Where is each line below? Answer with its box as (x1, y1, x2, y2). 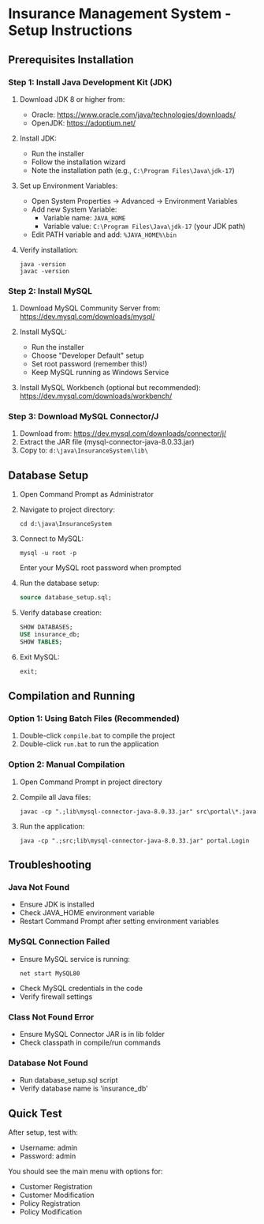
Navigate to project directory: (19, 505, 116, 514)
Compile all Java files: (19, 792, 91, 802)
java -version (19, 260, 66, 268)
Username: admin (19, 1143, 78, 1153)
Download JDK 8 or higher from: (19, 94, 125, 103)
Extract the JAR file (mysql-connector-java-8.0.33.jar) (19, 437, 195, 447)
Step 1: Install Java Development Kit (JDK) (8, 77, 173, 88)
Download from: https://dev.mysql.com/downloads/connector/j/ (19, 429, 227, 438)
